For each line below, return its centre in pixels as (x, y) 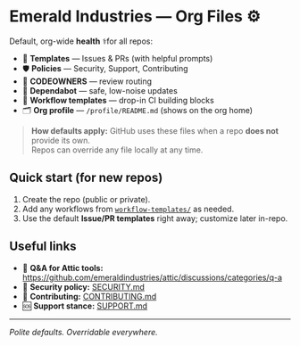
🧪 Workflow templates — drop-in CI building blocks (118, 100)
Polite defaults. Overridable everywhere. (83, 332)
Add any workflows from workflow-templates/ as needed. (128, 209)
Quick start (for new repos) (86, 178)
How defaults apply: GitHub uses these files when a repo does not (155, 130)
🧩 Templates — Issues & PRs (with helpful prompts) (117, 58)
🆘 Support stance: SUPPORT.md (85, 306)
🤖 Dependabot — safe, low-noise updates (100, 90)
